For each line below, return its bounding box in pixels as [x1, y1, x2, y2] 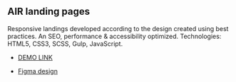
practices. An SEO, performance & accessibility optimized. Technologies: [7, 32, 222, 40]
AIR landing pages [7, 6, 91, 18]
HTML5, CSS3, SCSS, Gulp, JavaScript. [7, 39, 123, 48]
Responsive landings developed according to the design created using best [7, 24, 229, 33]
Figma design [17, 66, 58, 75]
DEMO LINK [17, 53, 53, 61]
